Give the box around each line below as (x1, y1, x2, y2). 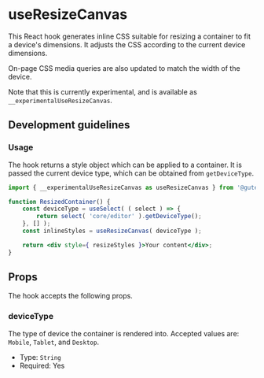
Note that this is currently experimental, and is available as (8, 87, 198, 96)
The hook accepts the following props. (8, 291, 134, 301)
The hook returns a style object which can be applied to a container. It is (8, 160, 242, 169)
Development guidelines (8, 118, 130, 132)
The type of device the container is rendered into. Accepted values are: (8, 328, 240, 338)
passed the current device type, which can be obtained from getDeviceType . (8, 168, 254, 178)
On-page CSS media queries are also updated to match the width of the (8, 63, 241, 72)
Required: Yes (19, 361, 65, 370)
